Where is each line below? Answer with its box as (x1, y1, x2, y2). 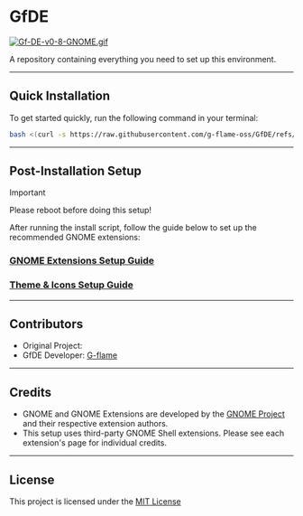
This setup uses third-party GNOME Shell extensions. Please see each (22, 427, 285, 439)
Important (9, 187, 46, 198)
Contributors (9, 316, 84, 332)
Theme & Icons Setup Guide (9, 278, 133, 291)
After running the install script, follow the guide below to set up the (9, 222, 257, 233)
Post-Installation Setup (9, 164, 142, 179)
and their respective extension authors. (22, 418, 169, 429)
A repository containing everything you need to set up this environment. (9, 53, 277, 64)
